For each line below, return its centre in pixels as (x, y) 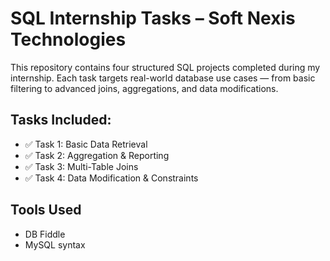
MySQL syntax (55, 244)
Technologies (68, 39)
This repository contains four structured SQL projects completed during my (165, 67)
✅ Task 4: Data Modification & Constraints (111, 178)
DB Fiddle (45, 234)
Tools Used (46, 210)
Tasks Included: (61, 120)
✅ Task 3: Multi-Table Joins (81, 166)
